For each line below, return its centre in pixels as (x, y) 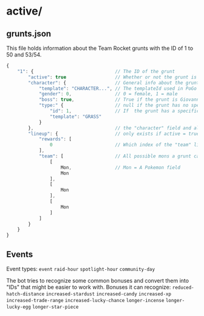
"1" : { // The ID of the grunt (96, 71)
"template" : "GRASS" (76, 117)
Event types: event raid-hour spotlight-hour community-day (81, 269)
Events (20, 254)
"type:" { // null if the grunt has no (114, 105)
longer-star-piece (56, 307)
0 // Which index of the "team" (120, 145)
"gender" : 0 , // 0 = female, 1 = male (108, 94)
